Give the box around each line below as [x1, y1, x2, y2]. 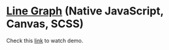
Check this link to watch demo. [6, 37, 84, 44]
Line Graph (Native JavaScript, [6, 4, 164, 18]
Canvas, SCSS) [6, 17, 84, 31]
